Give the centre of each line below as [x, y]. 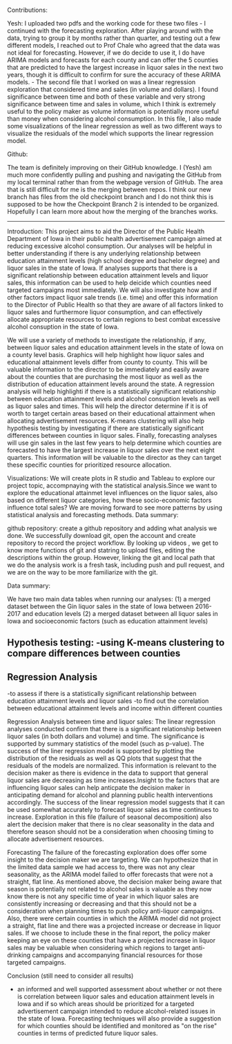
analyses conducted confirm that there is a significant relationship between [115, 729]
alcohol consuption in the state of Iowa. [63, 327]
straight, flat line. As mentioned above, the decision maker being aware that [115, 882]
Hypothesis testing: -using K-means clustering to [116, 642]
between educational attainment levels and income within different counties [115, 708]
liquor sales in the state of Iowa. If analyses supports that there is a [103, 268]
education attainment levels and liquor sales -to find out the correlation [108, 701]
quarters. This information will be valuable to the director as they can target [114, 457]
